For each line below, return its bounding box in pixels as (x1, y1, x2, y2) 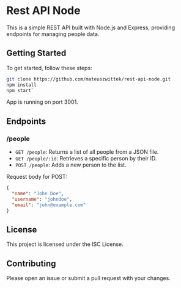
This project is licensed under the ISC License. (6, 240, 124, 248)
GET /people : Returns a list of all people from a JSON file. (15, 148, 159, 156)
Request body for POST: (6, 173, 67, 181)
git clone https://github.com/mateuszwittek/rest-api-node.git (6, 76, 171, 82)
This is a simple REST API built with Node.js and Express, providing (6, 24, 175, 31)
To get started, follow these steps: (6, 64, 93, 71)
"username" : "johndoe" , (12, 196, 72, 202)
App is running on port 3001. (6, 98, 78, 106)
